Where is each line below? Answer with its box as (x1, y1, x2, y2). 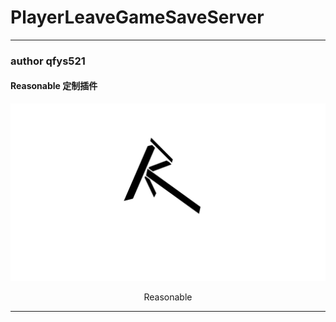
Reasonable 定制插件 (10, 80, 98, 92)
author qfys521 (10, 54, 86, 68)
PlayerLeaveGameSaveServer (10, 6, 265, 29)
